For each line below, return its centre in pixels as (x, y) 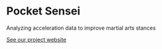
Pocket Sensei (43, 11)
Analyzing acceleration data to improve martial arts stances (81, 28)
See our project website (36, 39)
